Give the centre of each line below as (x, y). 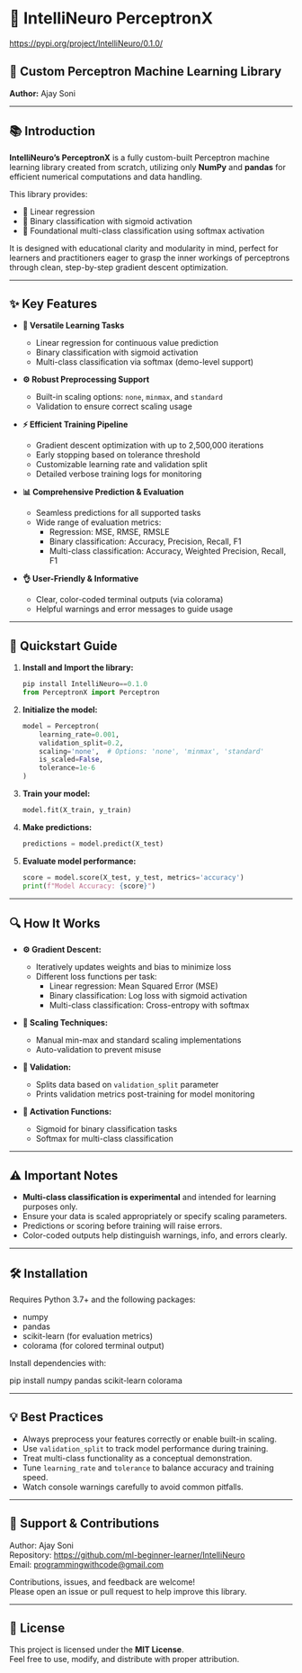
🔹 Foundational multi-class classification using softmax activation (143, 231)
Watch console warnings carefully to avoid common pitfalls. (133, 1487)
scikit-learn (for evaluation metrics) (88, 1336)
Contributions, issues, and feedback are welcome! (102, 1582)
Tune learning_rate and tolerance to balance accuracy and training (148, 1468)
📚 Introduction (53, 131)
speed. (35, 1477)
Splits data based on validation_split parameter (127, 1085)
